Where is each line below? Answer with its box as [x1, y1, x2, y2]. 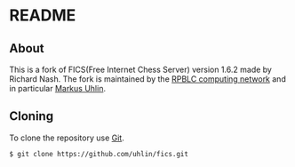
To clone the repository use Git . [9, 132, 124, 143]
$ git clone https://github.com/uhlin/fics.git [9, 149, 189, 158]
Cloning [9, 108, 54, 124]
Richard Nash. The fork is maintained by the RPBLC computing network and [9, 74, 286, 84]
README [9, 5, 76, 26]
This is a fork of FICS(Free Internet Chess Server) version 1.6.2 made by [9, 64, 273, 75]
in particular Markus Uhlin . [9, 83, 107, 93]
